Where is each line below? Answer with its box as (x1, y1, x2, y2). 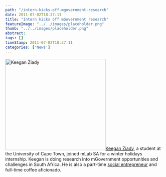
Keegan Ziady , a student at (105, 145, 161, 151)
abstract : (5, 31, 26, 36)
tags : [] (5, 36, 24, 41)
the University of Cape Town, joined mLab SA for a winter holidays (5, 150, 142, 156)
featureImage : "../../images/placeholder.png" (5, 21, 104, 27)
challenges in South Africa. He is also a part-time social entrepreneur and (5, 161, 157, 167)
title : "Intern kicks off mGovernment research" (5, 17, 109, 22)
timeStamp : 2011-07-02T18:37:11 (5, 40, 73, 45)
